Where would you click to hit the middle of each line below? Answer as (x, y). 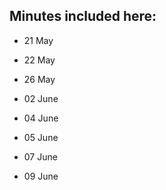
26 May (39, 79)
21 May (38, 40)
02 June (41, 98)
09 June (41, 176)
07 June (40, 156)
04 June (41, 118)
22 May (39, 60)
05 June (41, 137)
